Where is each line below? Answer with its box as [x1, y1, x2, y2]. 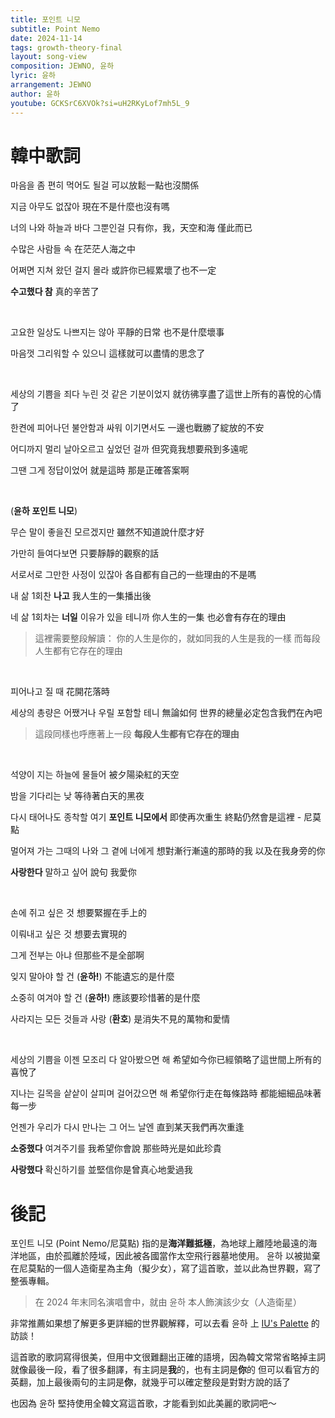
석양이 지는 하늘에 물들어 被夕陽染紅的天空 [10, 769, 180, 781]
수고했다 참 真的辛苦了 [10, 286, 100, 298]
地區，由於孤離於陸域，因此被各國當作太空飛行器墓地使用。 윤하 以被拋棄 [18, 1250, 321, 1262]
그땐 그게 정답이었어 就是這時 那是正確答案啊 [10, 464, 190, 476]
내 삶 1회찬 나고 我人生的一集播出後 [10, 590, 152, 602]
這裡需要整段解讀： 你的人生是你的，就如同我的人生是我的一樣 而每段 [34, 632, 321, 645]
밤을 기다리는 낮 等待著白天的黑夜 [10, 790, 145, 802]
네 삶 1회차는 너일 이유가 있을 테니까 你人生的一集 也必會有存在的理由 [10, 611, 287, 623]
